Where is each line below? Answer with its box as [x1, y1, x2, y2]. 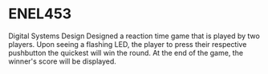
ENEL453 [8, 5, 72, 23]
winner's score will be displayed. [8, 56, 116, 66]
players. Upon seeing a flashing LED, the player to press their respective [8, 39, 247, 49]
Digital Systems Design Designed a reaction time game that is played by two [8, 31, 261, 41]
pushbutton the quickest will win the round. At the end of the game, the [8, 48, 243, 57]
